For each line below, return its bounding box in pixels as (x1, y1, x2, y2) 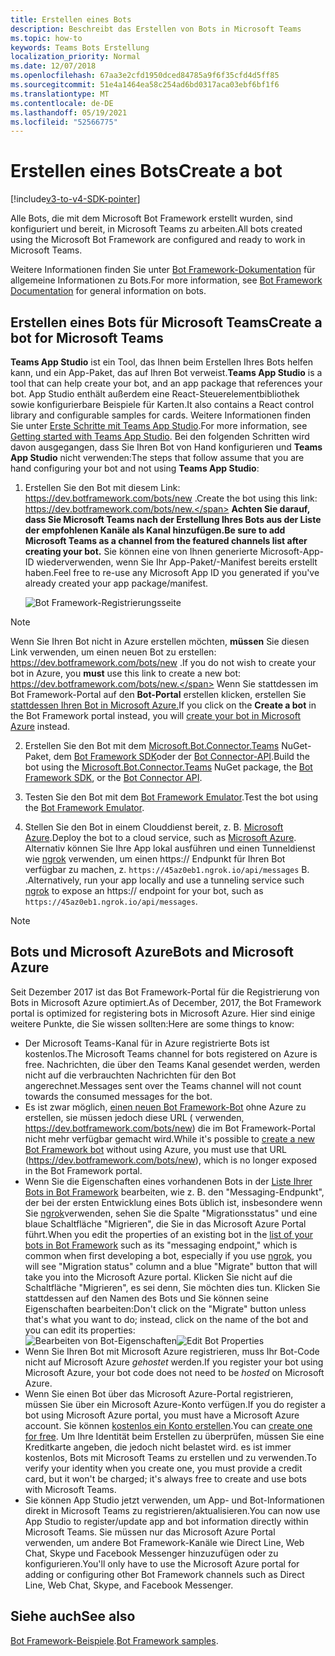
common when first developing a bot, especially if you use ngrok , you (24, 1249, 313, 1261)
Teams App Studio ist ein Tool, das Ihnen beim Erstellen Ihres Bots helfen (10, 356, 314, 368)
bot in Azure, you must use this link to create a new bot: (10, 667, 242, 679)
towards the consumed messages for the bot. (24, 1090, 213, 1102)
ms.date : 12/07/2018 (10, 61, 97, 71)
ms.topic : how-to (10, 33, 83, 43)
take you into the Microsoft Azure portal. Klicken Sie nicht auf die (24, 1271, 293, 1283)
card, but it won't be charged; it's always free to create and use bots (24, 1472, 307, 1485)
